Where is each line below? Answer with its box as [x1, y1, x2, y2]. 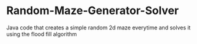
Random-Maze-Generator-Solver [6, 4, 179, 18]
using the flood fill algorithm [6, 30, 78, 37]
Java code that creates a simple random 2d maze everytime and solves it [6, 24, 191, 31]
